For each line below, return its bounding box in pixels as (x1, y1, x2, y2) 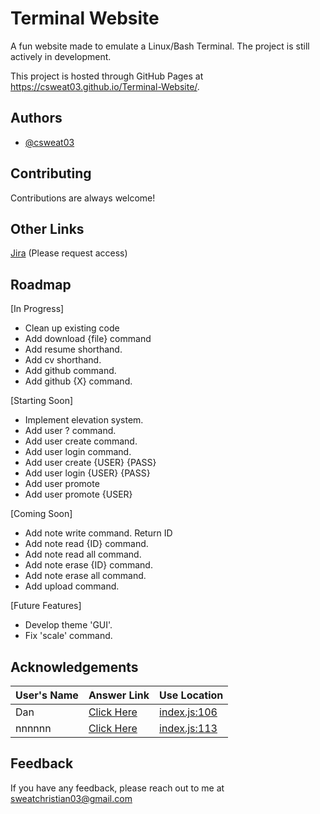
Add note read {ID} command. (24, 538, 149, 550)
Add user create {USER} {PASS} (24, 457, 157, 469)
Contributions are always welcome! (10, 192, 156, 204)
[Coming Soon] (10, 508, 73, 520)
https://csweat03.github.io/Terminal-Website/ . (10, 80, 200, 92)
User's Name (15, 688, 79, 702)
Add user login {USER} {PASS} (24, 467, 151, 479)
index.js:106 (159, 705, 218, 719)
